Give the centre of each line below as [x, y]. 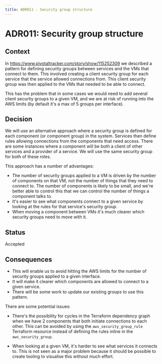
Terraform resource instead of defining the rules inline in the [72, 331]
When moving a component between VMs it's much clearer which [78, 212]
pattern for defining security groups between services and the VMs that [77, 68]
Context [18, 52]
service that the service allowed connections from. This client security [75, 79]
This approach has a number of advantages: [49, 166]
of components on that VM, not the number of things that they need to [82, 181]
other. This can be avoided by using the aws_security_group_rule [77, 326]
